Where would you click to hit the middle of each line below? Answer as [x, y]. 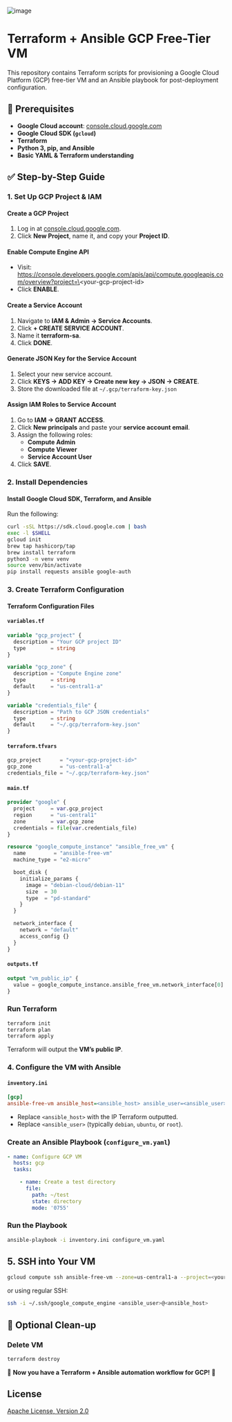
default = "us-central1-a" [58, 687]
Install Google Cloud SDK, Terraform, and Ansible [79, 498]
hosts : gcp [29, 1163]
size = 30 [41, 892]
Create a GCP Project [38, 213]
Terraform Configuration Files [51, 606]
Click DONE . [35, 342]
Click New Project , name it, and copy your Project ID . [93, 236]
